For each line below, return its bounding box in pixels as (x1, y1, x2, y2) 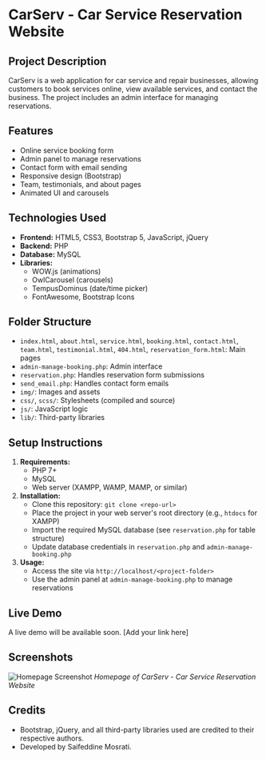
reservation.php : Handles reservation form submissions (19, 370, 205, 380)
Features (8, 124, 54, 138)
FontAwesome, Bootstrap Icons (31, 292, 135, 302)
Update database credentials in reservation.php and (31, 542, 205, 552)
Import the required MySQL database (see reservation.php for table (31, 525, 256, 535)
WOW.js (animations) (31, 266, 101, 276)
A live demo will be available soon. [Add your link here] (8, 628, 189, 637)
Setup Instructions (8, 436, 103, 449)
